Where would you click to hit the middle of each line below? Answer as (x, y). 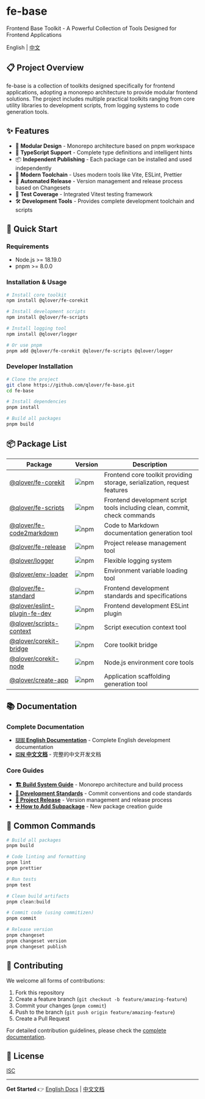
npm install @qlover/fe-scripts (47, 318)
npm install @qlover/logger (42, 334)
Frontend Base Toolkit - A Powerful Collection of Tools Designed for (92, 28)
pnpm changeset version (37, 941)
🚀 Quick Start (32, 229)
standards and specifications (146, 596)
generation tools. (27, 112)
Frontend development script (146, 500)
